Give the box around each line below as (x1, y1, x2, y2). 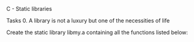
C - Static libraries (6, 5, 52, 12)
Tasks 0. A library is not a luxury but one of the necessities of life (6, 17, 170, 24)
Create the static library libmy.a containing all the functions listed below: (6, 29, 188, 36)
